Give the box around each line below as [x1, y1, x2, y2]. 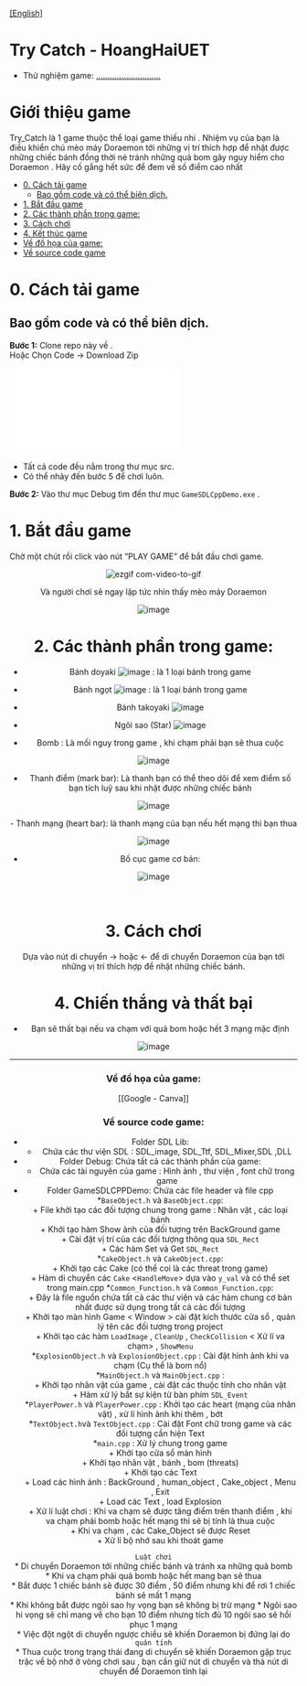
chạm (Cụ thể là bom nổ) [113, 1360, 207, 1371]
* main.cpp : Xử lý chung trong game [92, 1438, 228, 1449]
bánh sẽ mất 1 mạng [115, 1590, 192, 1601]
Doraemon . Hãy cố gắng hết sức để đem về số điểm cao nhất [9, 161, 244, 172]
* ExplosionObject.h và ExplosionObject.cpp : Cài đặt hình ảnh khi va [31, 1350, 290, 1361]
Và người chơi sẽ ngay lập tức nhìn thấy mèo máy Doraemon [40, 585, 267, 597]
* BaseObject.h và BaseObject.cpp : [97, 1195, 224, 1206]
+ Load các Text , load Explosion [99, 1496, 222, 1508]
